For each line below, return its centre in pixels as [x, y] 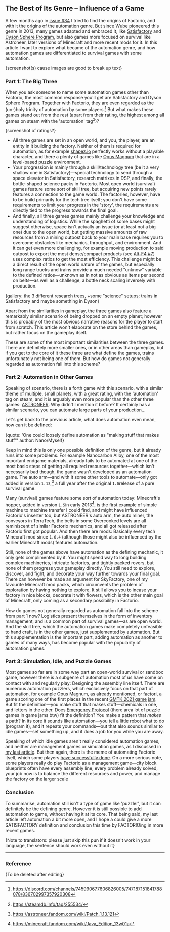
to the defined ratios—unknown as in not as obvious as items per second [89, 275]
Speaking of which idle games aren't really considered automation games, [82, 741]
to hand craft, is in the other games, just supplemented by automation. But [82, 632]
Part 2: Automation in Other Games [49, 377]
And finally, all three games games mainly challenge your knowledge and [89, 216]
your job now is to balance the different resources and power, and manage [83, 774]
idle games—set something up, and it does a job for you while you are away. [85, 732]
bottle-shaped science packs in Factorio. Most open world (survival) [84, 184]
